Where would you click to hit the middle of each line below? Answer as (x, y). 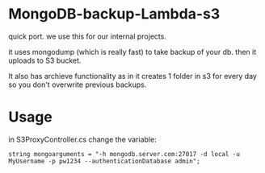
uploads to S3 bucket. (45, 60)
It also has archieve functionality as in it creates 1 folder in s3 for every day (132, 76)
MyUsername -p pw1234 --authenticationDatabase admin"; (104, 161)
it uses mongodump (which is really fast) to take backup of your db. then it (132, 51)
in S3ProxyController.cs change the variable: (82, 139)
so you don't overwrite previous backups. (78, 84)
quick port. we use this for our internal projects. (88, 36)
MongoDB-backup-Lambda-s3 (114, 14)
